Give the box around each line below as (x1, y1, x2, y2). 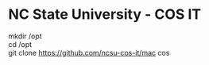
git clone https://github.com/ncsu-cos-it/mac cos (8, 48, 170, 57)
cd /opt (8, 39, 33, 49)
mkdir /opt (8, 31, 42, 41)
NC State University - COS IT (8, 5, 201, 23)
